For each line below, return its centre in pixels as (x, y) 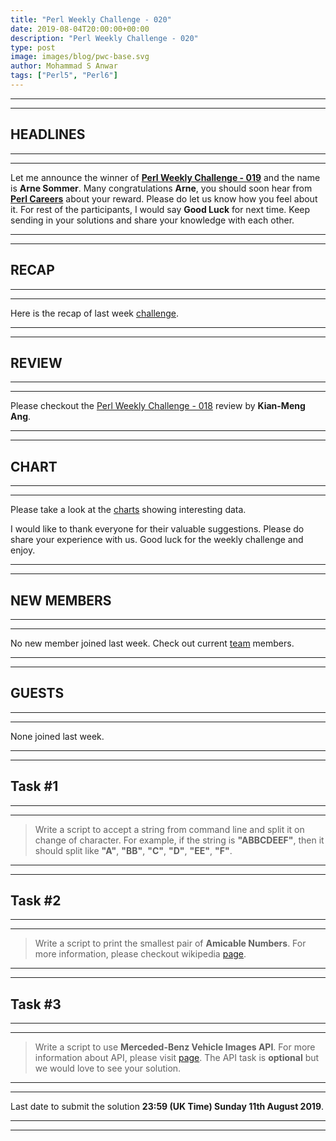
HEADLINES (48, 134)
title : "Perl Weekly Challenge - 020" (91, 19)
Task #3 (36, 1004)
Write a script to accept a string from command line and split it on (169, 829)
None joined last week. (57, 736)
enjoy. (23, 550)
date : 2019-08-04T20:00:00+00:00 (80, 29)
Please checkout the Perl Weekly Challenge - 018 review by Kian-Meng (158, 406)
